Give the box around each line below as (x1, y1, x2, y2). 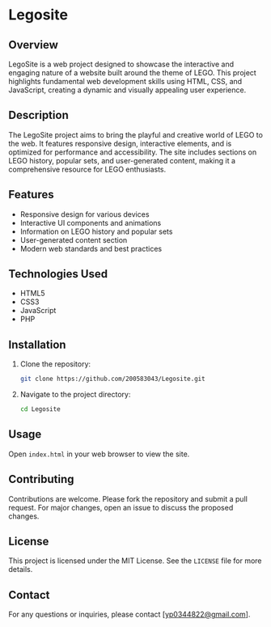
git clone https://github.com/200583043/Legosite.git (19, 375, 205, 383)
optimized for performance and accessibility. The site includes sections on (8, 147, 257, 157)
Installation (8, 337, 66, 351)
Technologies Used (8, 267, 108, 281)
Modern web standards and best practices (19, 244, 163, 253)
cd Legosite (19, 405, 61, 413)
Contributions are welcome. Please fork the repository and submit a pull (8, 494, 248, 503)
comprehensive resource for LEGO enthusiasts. (8, 164, 167, 174)
